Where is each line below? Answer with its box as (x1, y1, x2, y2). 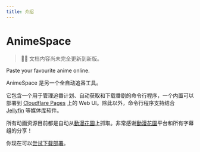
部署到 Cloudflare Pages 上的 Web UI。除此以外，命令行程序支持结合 (6, 99, 176, 106)
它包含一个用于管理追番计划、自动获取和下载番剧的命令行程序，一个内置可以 (6, 92, 194, 99)
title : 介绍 (6, 8, 34, 15)
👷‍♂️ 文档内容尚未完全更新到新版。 (20, 55, 103, 62)
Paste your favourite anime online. (6, 67, 90, 74)
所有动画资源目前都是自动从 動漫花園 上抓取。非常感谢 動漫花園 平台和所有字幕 (6, 119, 194, 126)
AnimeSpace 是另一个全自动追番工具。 (6, 79, 102, 86)
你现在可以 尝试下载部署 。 (6, 139, 69, 147)
